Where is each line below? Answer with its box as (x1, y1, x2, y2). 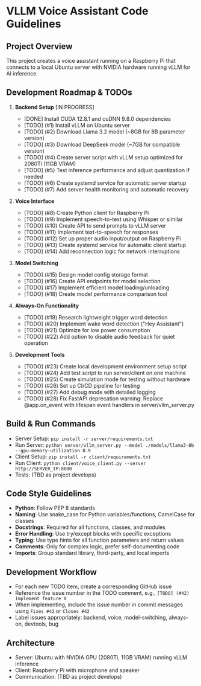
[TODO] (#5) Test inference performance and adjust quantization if (23, 166, 190, 173)
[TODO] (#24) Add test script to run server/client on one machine (23, 369, 187, 376)
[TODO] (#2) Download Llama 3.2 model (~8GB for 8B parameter (23, 128, 185, 135)
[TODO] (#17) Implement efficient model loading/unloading (23, 284, 170, 291)
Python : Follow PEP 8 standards (14, 504, 95, 511)
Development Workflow (6, 566, 97, 577)
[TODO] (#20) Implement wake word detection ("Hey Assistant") (23, 320, 184, 327)
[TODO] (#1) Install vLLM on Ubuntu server (23, 121, 131, 129)
